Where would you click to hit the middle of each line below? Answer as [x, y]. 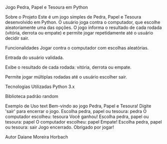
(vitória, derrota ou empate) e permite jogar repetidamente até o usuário [79, 33]
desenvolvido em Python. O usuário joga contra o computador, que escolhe [83, 22]
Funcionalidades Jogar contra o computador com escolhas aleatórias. [77, 48]
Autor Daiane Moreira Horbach [37, 137]
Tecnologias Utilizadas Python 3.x [40, 86]
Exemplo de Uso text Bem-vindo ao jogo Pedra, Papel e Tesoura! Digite [78, 106]
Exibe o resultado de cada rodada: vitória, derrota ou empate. [68, 67]
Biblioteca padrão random [32, 96]
